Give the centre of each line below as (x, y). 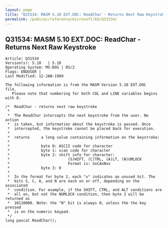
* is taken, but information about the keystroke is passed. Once (79, 124)
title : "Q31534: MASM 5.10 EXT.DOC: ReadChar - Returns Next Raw (74, 14)
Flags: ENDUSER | (23, 72)
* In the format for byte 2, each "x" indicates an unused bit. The (81, 177)
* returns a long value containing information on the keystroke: (83, 137)
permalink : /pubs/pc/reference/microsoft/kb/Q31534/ (61, 19)
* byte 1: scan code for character (59, 150)
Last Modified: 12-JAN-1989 (34, 76)
